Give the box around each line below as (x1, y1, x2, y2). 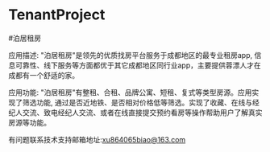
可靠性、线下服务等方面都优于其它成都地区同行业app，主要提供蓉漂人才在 (15, 60, 262, 70)
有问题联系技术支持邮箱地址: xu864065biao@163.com (8, 134, 186, 144)
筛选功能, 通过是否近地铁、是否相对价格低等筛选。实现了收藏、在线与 (22, 97, 252, 107)
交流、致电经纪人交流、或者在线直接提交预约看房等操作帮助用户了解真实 (22, 107, 263, 117)
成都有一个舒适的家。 (8, 70, 79, 80)
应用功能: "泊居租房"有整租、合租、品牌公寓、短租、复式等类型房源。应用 (8, 87, 252, 97)
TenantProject (8, 6, 106, 24)
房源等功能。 (8, 117, 51, 127)
